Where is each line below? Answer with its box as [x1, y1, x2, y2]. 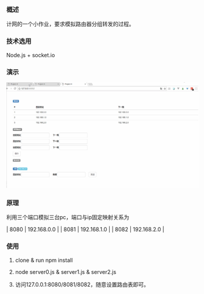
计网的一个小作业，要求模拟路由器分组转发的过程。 [6, 20, 135, 28]
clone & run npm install [15, 256, 73, 264]
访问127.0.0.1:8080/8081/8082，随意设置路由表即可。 [15, 281, 149, 288]
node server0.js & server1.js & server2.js [15, 268, 117, 275]
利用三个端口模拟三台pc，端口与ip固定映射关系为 [6, 214, 130, 221]
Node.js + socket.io [6, 51, 55, 58]
